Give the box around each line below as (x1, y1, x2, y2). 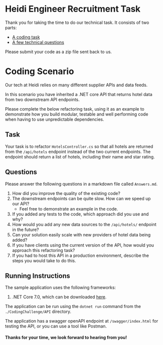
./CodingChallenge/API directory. (5, 308, 72, 315)
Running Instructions (5, 271, 71, 280)
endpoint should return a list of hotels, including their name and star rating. (5, 153, 155, 159)
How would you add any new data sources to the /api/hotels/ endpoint (12, 221, 157, 227)
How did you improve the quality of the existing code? (12, 190, 121, 196)
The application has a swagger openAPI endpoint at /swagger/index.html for (5, 318, 158, 324)
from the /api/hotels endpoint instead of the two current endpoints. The (5, 149, 151, 154)
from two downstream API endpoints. (5, 96, 80, 102)
